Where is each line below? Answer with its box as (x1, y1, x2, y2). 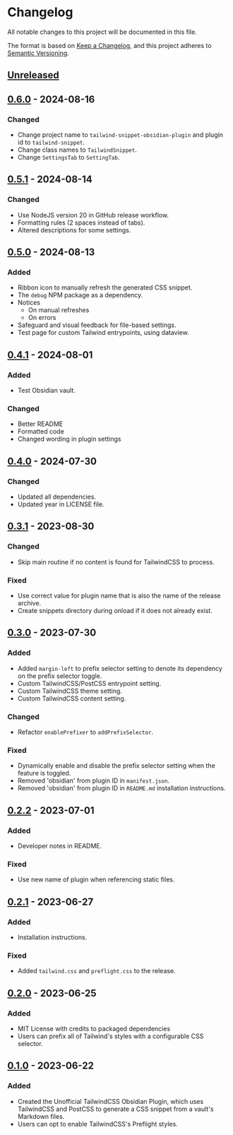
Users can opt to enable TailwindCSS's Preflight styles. (17, 1119, 178, 1128)
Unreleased (7, 69, 60, 81)
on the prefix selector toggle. (17, 672, 102, 680)
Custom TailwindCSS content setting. (17, 694, 126, 703)
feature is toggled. (17, 769, 71, 778)
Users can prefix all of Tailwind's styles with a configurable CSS (17, 1032, 204, 1040)
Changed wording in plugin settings (17, 435, 121, 444)
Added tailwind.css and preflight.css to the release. (17, 967, 176, 975)
